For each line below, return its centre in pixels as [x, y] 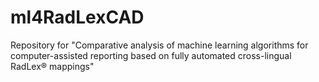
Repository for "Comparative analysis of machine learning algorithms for [159, 45]
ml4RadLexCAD [77, 17]
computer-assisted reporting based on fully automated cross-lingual [151, 55]
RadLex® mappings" [52, 66]
